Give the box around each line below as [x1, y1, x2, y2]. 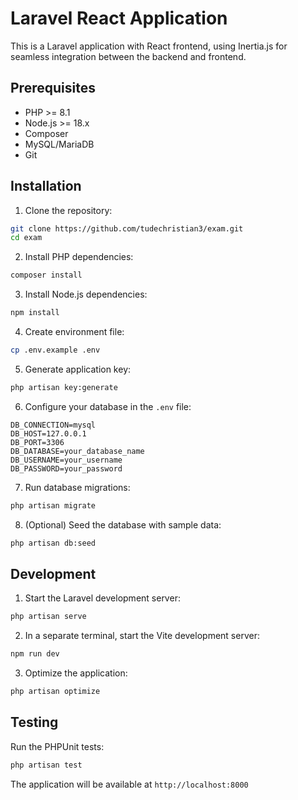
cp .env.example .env [10, 345, 101, 356]
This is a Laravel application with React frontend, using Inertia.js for [10, 40, 288, 52]
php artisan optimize [10, 687, 101, 697]
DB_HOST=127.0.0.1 [10, 428, 87, 439]
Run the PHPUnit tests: [10, 740, 105, 752]
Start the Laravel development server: [24, 592, 181, 604]
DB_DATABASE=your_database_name [10, 446, 145, 456]
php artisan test [10, 760, 83, 770]
